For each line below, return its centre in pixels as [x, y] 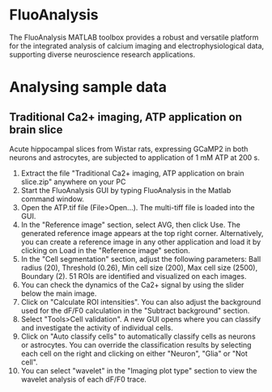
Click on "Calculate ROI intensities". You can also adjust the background [141, 301]
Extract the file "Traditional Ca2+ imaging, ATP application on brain [132, 173]
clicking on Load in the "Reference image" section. [106, 250]
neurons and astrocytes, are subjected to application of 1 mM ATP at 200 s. [134, 157]
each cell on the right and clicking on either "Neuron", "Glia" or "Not [134, 353]
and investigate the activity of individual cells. [97, 327]
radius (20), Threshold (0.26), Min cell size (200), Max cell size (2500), [139, 268]
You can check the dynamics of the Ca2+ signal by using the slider [132, 285]
